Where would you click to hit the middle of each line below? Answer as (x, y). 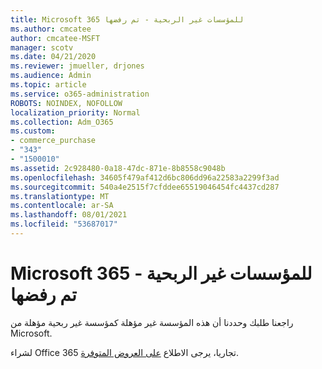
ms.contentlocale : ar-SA (62, 206)
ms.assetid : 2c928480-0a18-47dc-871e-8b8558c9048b (118, 168)
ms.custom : (33, 131)
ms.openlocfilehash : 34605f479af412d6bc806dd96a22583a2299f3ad (145, 177)
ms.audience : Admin (51, 76)
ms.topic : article (48, 85)
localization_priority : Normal (75, 112)
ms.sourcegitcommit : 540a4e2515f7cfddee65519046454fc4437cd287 (145, 187)
